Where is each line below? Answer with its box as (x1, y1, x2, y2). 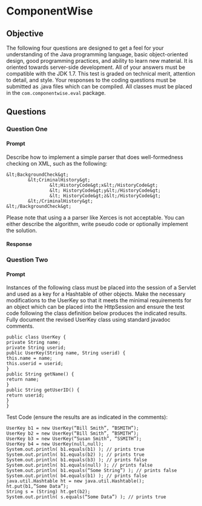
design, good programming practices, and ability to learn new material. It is (6, 57, 194, 64)
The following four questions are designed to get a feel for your (6, 44, 165, 51)
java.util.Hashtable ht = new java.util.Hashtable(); (6, 478, 145, 484)
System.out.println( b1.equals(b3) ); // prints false (6, 457, 148, 463)
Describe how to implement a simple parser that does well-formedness (6, 153, 183, 161)
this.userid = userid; (6, 361, 64, 367)
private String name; (6, 340, 61, 346)
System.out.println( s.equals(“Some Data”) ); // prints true (6, 494, 166, 500)
